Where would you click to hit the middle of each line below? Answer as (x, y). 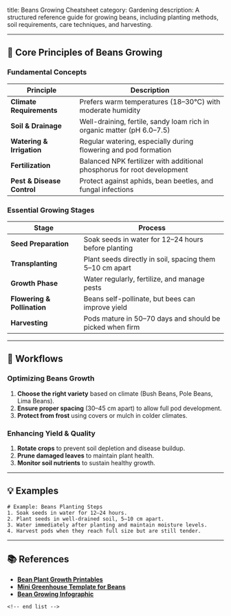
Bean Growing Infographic (55, 594)
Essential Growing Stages (51, 210)
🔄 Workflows (35, 359)
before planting (108, 248)
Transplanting (34, 263)
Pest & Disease (36, 180)
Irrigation (26, 149)
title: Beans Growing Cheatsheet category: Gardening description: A (103, 10)
